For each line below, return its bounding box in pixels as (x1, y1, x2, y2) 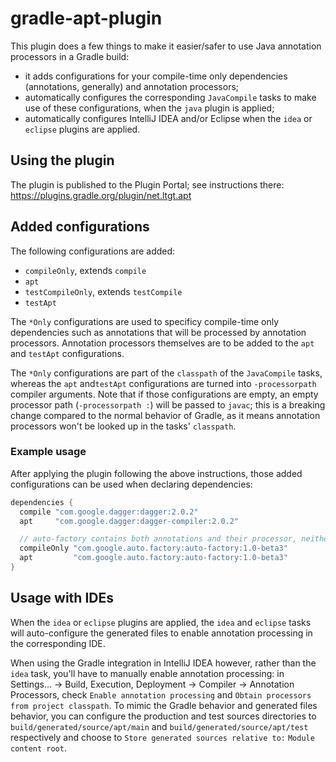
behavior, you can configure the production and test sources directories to (10, 710, 317, 722)
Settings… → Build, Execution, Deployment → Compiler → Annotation (10, 678, 295, 690)
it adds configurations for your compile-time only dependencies (24, 70, 288, 82)
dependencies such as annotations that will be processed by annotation (10, 326, 307, 338)
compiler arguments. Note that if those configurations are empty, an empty (10, 388, 319, 400)
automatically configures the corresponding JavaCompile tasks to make (24, 91, 317, 103)
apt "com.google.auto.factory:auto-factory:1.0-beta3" (19, 553, 288, 563)
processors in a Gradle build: (10, 50, 130, 62)
